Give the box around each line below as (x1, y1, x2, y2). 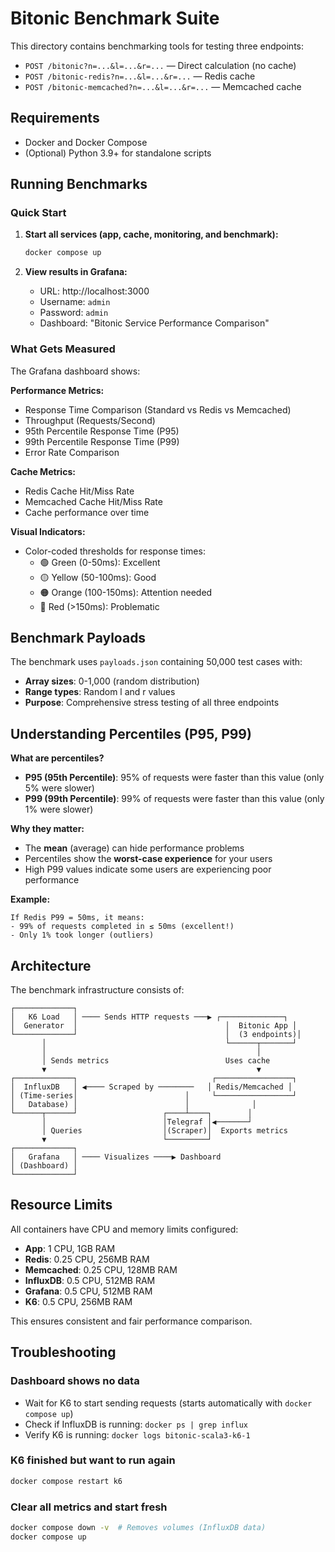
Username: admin (39, 296, 111, 308)
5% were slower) (24, 782, 95, 794)
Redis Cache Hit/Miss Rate (24, 485, 135, 497)
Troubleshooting (10, 1344, 117, 1361)
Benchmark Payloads (10, 630, 147, 646)
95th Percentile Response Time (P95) (24, 425, 180, 437)
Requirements (10, 110, 100, 127)
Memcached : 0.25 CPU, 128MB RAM (24, 1263, 178, 1276)
